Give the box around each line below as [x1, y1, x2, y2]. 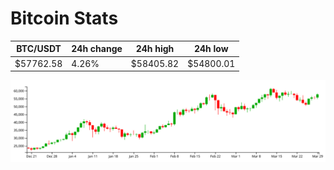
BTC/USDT [16, 43, 62, 55]
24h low [193, 43, 229, 55]
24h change [71, 43, 123, 55]
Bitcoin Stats [10, 7, 119, 30]
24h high [135, 43, 175, 55]
